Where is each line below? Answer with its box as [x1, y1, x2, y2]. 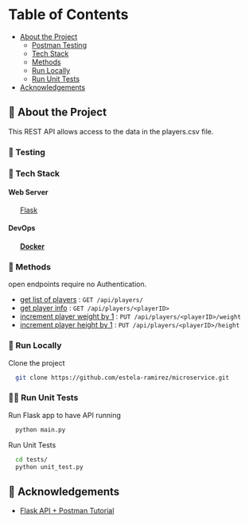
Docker [19, 241, 45, 251]
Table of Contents [8, 6, 129, 24]
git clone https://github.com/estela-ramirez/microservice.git [15, 374, 229, 382]
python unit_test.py [15, 463, 84, 471]
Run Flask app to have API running [8, 410, 122, 420]
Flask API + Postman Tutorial [19, 506, 115, 516]
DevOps [8, 223, 36, 233]
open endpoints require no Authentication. [8, 280, 147, 289]
